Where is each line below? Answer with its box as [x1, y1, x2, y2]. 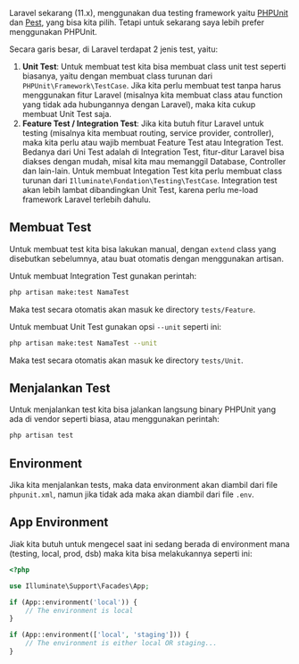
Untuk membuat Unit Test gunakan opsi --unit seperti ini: [9, 321, 221, 332]
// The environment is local [25, 606, 134, 615]
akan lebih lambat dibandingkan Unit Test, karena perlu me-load [21, 185, 259, 195]
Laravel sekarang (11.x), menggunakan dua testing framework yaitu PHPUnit [9, 8, 288, 18]
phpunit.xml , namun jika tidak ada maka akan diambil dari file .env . [9, 489, 254, 500]
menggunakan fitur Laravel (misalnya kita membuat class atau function [21, 89, 283, 100]
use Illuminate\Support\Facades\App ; [9, 581, 150, 591]
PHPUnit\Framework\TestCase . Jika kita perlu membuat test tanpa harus [21, 80, 281, 90]
